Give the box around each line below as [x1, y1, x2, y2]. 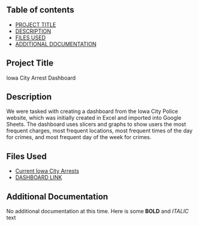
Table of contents [6, 5, 74, 15]
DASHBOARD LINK [15, 174, 63, 181]
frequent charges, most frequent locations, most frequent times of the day [6, 127, 193, 134]
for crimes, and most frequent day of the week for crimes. [6, 134, 152, 141]
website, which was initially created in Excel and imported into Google [6, 114, 181, 122]
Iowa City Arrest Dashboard [6, 74, 76, 81]
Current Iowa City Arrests [15, 167, 79, 175]
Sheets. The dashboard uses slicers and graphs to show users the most [6, 121, 187, 128]
